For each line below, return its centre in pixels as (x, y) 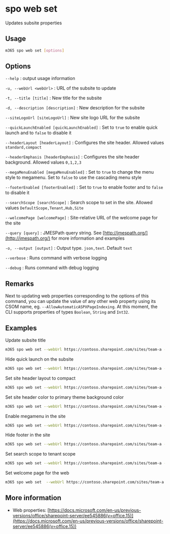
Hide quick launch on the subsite (39, 359)
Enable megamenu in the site (35, 416)
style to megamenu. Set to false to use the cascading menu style (73, 177)
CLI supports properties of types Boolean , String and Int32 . (67, 312)
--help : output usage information (40, 79)
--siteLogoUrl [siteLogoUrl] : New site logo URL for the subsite (73, 118)
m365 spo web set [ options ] (35, 50)
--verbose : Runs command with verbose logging (56, 258)
